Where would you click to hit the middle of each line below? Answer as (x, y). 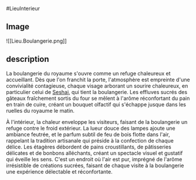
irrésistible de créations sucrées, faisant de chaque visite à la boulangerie (95, 165)
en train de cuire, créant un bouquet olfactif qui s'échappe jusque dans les (96, 104)
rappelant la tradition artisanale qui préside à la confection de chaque (90, 140)
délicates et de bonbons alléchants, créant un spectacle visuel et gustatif (94, 153)
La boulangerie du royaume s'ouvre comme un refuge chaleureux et (89, 73)
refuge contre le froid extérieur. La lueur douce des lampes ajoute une (91, 128)
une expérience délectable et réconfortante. (59, 171)
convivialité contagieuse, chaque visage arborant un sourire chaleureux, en (97, 86)
